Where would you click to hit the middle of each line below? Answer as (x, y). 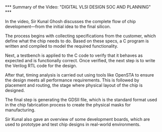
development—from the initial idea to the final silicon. (58, 26)
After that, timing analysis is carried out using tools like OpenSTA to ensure (80, 75)
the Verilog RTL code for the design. (41, 66)
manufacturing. (20, 110)
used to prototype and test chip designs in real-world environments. (73, 124)
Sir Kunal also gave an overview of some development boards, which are (77, 119)
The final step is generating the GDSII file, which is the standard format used (81, 100)
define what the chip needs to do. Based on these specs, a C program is (77, 41)
